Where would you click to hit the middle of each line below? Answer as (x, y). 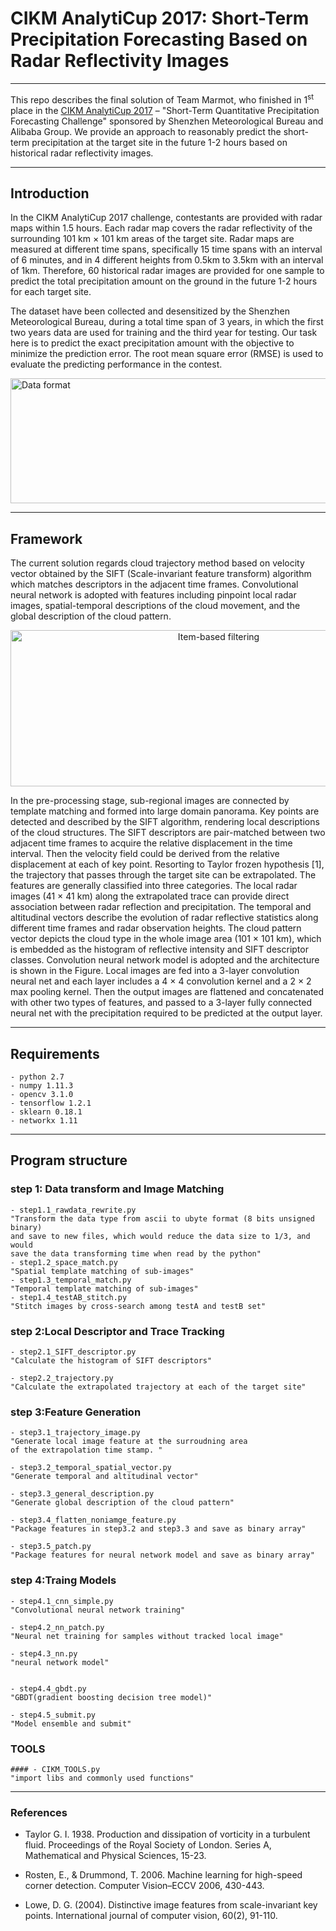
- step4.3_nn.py (44, 1653)
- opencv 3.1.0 (42, 1095)
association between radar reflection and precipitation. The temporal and (161, 907)
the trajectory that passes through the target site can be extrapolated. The (163, 875)
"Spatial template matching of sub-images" (102, 1271)
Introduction (50, 193)
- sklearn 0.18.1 (46, 1112)
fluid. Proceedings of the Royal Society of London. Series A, (148, 1845)
